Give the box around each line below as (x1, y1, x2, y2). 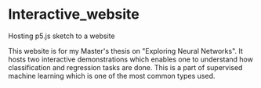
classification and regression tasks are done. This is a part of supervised (8, 62, 243, 72)
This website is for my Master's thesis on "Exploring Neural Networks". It (8, 46, 243, 55)
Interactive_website (8, 5, 140, 23)
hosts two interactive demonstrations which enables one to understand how (8, 55, 253, 64)
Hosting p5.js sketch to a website (8, 31, 115, 40)
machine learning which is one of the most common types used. (8, 71, 216, 80)
